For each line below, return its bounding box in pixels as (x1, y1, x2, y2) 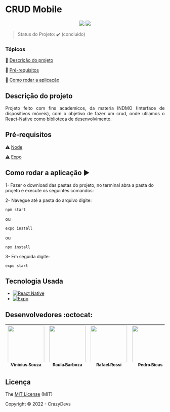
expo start (5, 263, 28, 268)
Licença (5, 377, 31, 386)
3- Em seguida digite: (5, 253, 50, 259)
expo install (5, 226, 33, 231)
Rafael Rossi (96, 362, 122, 368)
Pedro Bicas (138, 362, 163, 368)
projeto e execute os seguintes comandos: (5, 187, 94, 193)
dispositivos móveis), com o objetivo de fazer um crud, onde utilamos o (5, 111, 165, 117)
